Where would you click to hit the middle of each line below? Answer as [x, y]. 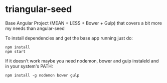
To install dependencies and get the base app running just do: [69, 38]
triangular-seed [39, 9]
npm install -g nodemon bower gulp [42, 75]
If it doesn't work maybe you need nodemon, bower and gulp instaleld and [82, 60]
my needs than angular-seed [35, 28]
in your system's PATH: [29, 66]
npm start [16, 51]
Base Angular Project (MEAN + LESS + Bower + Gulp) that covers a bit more [83, 23]
